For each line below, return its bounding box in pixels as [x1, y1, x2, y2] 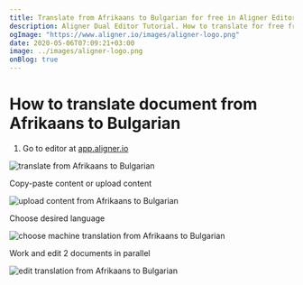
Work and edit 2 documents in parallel [9, 247, 151, 258]
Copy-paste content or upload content [9, 178, 152, 188]
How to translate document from [9, 94, 258, 115]
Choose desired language [9, 213, 106, 224]
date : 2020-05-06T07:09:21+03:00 [9, 38, 135, 48]
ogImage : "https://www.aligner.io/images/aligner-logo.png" [9, 30, 241, 39]
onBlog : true [9, 55, 59, 64]
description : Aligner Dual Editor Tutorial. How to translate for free [9, 22, 284, 31]
